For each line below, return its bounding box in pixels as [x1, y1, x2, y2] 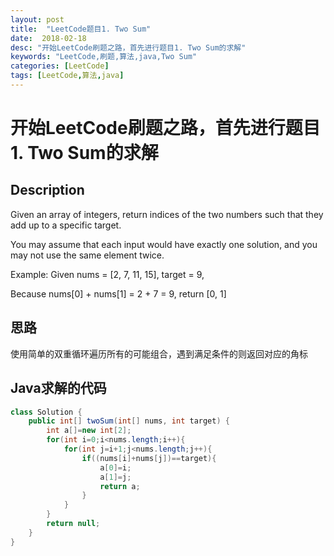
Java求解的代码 [10, 380, 107, 397]
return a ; [99, 481, 141, 491]
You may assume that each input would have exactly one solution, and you [10, 238, 318, 250]
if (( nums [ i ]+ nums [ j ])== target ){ [81, 453, 217, 463]
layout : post [10, 14, 65, 25]
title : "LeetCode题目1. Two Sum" [10, 24, 152, 34]
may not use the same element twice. [10, 249, 165, 261]
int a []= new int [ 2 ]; [46, 426, 132, 436]
